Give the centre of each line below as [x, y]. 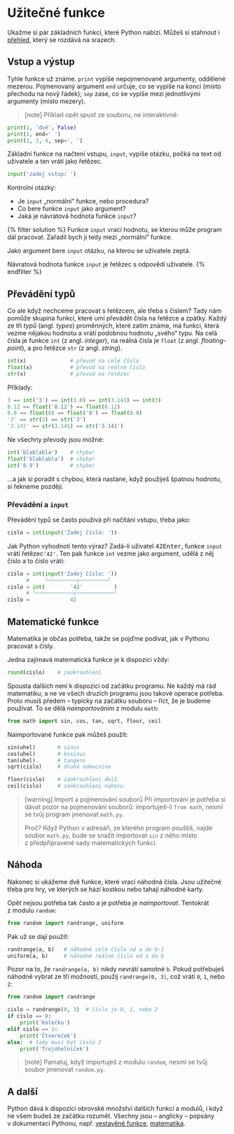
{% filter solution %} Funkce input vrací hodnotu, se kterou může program [115, 230]
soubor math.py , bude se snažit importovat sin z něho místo [111, 835]
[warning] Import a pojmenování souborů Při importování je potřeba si [125, 799]
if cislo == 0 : [29, 1016]
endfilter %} [25, 272]
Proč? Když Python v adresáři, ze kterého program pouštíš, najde [118, 828]
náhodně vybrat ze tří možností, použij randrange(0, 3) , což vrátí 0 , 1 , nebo [116, 977]
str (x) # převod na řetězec [69, 374]
